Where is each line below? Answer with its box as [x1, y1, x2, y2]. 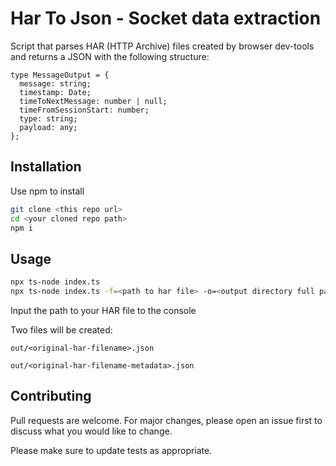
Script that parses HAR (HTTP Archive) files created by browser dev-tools [10, 40, 315, 52]
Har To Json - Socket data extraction [10, 7, 322, 30]
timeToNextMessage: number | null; [19, 96, 168, 106]
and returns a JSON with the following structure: [10, 50, 210, 62]
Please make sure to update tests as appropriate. [10, 444, 213, 456]
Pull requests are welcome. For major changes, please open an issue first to [10, 414, 323, 426]
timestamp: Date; [19, 87, 92, 97]
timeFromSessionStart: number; [19, 105, 150, 115]
